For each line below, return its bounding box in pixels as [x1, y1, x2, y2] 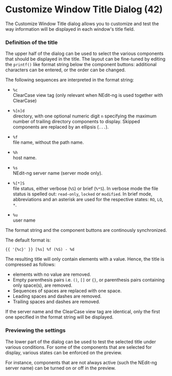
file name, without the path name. [12, 140, 84, 146]
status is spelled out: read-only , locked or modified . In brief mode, [12, 191, 152, 197]
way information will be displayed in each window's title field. [5, 26, 135, 32]
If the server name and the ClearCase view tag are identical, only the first [5, 309, 160, 315]
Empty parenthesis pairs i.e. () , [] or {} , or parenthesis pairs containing [12, 277, 165, 283]
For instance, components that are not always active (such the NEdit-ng [5, 359, 158, 365]
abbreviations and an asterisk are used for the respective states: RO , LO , [12, 196, 163, 203]
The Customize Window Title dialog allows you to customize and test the [5, 21, 159, 27]
